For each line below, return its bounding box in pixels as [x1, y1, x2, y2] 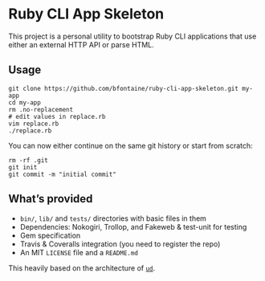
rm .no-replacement [8, 105, 74, 113]
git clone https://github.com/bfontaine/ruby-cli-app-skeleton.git [8, 84, 239, 92]
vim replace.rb [8, 120, 59, 128]
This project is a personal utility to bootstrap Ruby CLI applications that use [8, 31, 257, 41]
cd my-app [8, 98, 42, 107]
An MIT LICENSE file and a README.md [19, 247, 139, 257]
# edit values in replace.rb [8, 112, 106, 120]
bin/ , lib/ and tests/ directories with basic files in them [19, 214, 207, 223]
